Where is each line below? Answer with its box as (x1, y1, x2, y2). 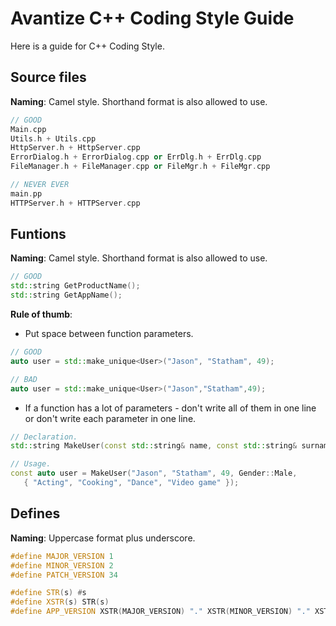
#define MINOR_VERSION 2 (10, 560, 114, 571)
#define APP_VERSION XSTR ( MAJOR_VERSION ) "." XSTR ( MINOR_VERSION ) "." (10, 607, 311, 617)
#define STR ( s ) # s (10, 588, 87, 598)
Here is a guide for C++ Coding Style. (10, 40, 165, 52)
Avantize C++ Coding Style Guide (10, 7, 295, 30)
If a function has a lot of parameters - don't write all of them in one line (24, 402, 317, 414)
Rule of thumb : (10, 308, 73, 321)
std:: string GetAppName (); (10, 290, 123, 301)
